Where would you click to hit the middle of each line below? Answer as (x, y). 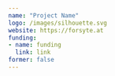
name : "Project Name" (44, 15)
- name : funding (35, 45)
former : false (32, 60)
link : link (33, 52)
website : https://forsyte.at (56, 30)
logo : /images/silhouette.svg (58, 23)
